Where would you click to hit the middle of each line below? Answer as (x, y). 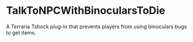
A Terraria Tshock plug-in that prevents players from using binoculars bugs (96, 26)
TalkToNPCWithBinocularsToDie (86, 11)
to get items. (21, 32)
